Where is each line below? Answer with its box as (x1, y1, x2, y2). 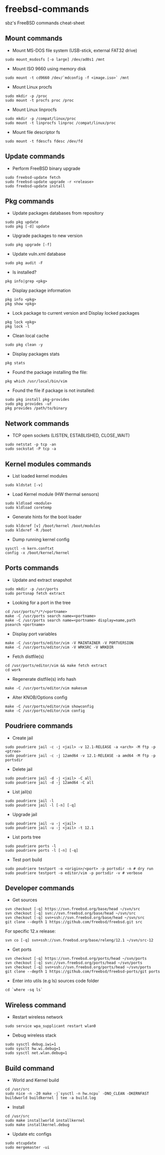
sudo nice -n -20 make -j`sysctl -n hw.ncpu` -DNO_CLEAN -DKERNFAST (5, 1091, 149, 1096)
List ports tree (12, 834, 41, 840)
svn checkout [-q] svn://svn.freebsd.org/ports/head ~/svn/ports (5, 960, 142, 966)
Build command (5, 1064, 54, 1072)
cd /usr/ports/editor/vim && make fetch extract (5, 663, 107, 668)
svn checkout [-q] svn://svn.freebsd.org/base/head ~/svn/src (5, 911, 136, 916)
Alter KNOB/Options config (12, 694, 68, 700)
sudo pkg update (5, 220, 39, 225)
